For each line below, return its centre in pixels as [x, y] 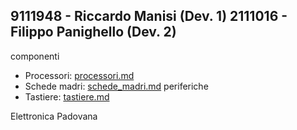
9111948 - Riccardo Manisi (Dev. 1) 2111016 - [149, 16]
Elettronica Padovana [54, 116]
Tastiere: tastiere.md [67, 96]
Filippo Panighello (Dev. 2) [93, 32]
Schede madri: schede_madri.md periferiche [116, 86]
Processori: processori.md [79, 75]
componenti [35, 56]
